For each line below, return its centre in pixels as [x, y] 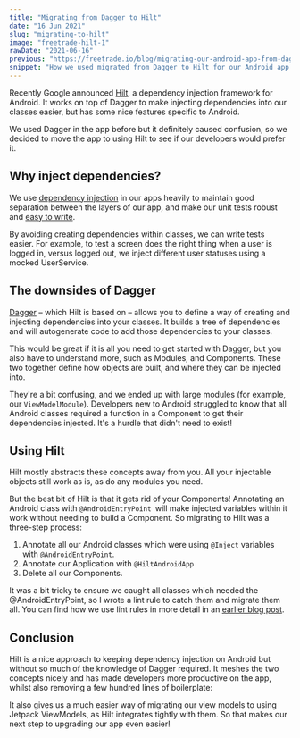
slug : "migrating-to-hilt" [59, 34]
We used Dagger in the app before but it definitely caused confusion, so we [148, 129]
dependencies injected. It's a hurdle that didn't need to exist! [121, 423]
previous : [28, 59]
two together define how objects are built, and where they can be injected [145, 367]
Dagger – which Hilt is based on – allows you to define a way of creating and [150, 312]
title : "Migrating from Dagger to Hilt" [86, 17]
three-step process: [46, 527]
